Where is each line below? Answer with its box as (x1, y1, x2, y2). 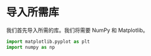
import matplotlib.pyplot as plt (6, 39, 90, 45)
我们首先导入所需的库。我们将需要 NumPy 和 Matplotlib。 (6, 26, 149, 34)
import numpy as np (6, 44, 55, 50)
